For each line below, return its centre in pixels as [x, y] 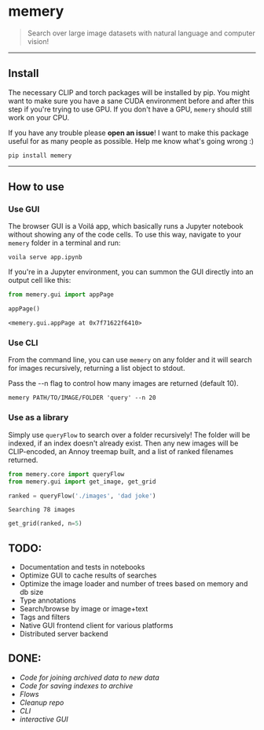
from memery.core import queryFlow [66, 474]
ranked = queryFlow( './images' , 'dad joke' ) [82, 496]
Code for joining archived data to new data [89, 677]
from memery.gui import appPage [61, 295]
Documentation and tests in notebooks [82, 567]
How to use [36, 187]
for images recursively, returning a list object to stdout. [97, 369]
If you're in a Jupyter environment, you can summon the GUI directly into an [131, 272]
